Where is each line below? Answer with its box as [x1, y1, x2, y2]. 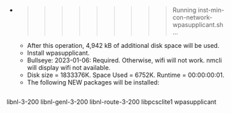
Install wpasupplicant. [26, 49, 90, 57]
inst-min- [197, 6, 225, 14]
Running [172, 6, 197, 14]
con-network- [172, 13, 213, 21]
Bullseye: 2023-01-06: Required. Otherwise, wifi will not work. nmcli [26, 56, 222, 64]
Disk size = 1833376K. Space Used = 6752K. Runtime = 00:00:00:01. [26, 71, 225, 79]
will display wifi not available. [26, 64, 111, 71]
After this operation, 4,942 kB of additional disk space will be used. [26, 42, 220, 49]
